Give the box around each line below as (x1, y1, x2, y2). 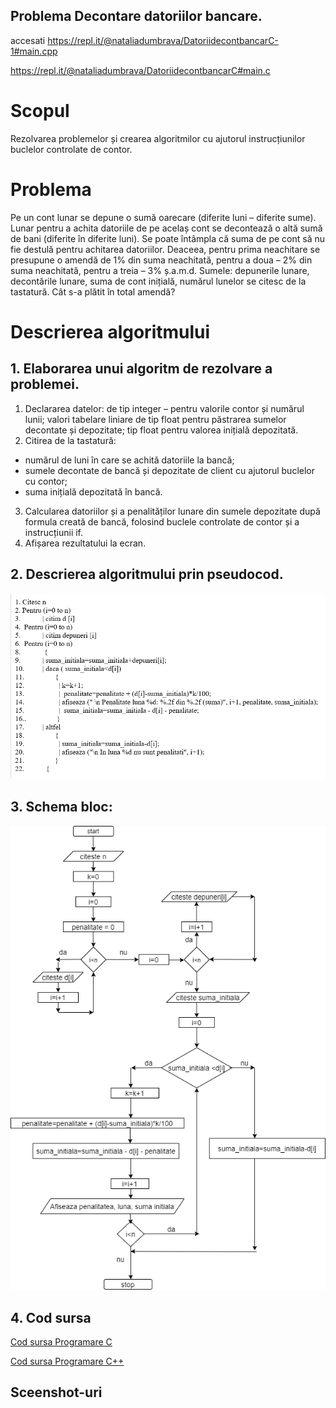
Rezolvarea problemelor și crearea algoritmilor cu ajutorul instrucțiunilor (10, 132, 306, 144)
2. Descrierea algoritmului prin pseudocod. (10, 566, 284, 583)
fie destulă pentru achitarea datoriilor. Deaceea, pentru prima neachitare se (10, 243, 321, 255)
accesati (10, 34, 46, 46)
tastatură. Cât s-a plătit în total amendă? (10, 285, 176, 298)
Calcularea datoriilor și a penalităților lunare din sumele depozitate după (24, 505, 321, 517)
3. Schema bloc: (10, 799, 113, 816)
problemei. (10, 376, 80, 393)
